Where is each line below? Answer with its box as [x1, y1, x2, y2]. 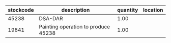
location [143, 7, 163, 13]
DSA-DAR [39, 15, 63, 22]
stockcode [8, 7, 34, 13]
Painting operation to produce [39, 23, 110, 30]
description [61, 7, 90, 13]
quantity [117, 7, 138, 13]
